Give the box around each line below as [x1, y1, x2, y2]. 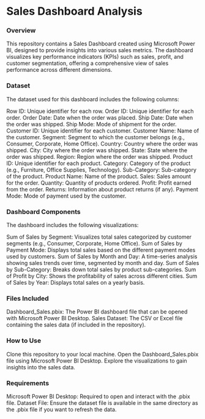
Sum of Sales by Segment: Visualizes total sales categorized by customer [6, 233, 192, 240]
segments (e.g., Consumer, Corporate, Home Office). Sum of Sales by [6, 240, 182, 247]
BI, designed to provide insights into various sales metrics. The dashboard [6, 47, 193, 54]
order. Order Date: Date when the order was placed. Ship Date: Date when [6, 113, 193, 121]
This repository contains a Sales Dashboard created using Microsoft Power [6, 40, 196, 47]
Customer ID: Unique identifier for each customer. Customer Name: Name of [6, 127, 199, 134]
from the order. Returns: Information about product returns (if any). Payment [6, 185, 199, 193]
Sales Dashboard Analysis [6, 4, 143, 18]
